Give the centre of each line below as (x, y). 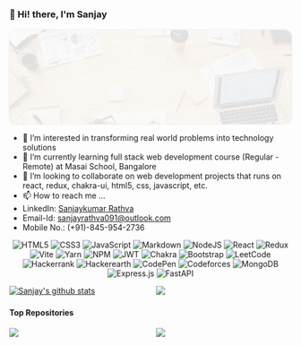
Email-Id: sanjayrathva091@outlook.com (97, 218)
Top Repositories (42, 312)
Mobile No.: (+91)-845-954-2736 (83, 228)
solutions (39, 148)
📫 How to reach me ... (64, 195)
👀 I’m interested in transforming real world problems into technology (148, 138)
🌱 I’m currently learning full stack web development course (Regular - (150, 157)
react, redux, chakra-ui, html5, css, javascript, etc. (115, 186)
